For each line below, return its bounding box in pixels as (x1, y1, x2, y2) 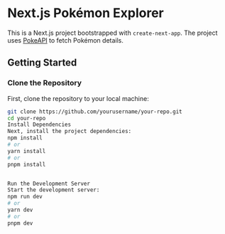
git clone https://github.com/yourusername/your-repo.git (7, 108, 182, 115)
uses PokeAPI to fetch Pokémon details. (7, 36, 124, 44)
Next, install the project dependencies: (7, 128, 132, 135)
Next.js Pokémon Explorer (7, 5, 165, 21)
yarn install (7, 147, 46, 154)
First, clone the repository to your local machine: (7, 94, 149, 102)
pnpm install (7, 161, 46, 168)
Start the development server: (7, 186, 100, 193)
